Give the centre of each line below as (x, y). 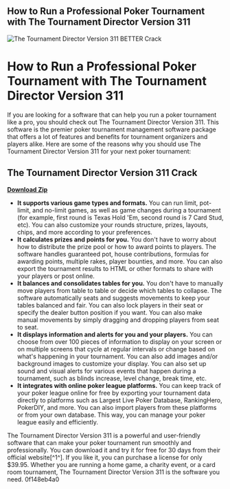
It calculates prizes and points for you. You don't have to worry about (117, 239)
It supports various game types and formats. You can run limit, (107, 203)
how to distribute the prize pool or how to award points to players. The (116, 246)
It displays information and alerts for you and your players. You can (115, 334)
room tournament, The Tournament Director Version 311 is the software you (114, 472)
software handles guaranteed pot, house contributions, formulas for (113, 254)
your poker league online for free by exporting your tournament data (114, 393)
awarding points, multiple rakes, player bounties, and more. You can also (120, 261)
